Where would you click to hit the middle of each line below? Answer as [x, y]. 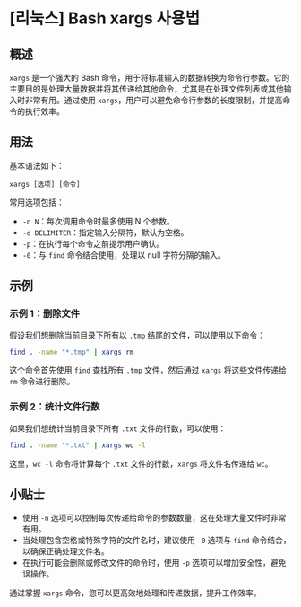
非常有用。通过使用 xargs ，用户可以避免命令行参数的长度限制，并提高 [154, 100]
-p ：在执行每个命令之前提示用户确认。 [93, 243]
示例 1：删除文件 [45, 313]
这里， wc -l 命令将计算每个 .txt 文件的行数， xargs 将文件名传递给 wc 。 [141, 463]
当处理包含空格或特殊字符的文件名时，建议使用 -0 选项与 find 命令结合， [156, 541]
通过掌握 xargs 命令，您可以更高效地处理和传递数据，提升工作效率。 [135, 593]
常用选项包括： [37, 202]
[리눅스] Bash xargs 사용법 [104, 18]
